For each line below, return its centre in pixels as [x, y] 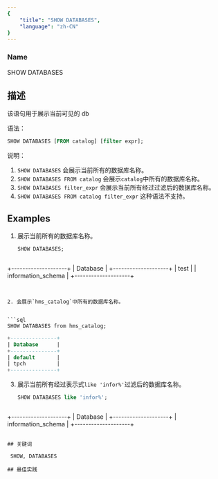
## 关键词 [20, 444]
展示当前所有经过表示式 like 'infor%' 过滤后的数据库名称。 [101, 384]
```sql [17, 320]
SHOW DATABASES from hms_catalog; [57, 326]
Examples [29, 218]
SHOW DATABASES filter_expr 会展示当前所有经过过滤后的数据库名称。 [116, 188]
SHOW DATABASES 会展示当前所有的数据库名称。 [82, 170]
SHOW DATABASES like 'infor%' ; [62, 398]
